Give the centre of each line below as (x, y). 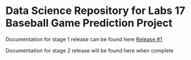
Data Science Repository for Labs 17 (95, 11)
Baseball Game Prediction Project (89, 23)
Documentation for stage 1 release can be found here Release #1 (84, 39)
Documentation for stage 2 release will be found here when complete (90, 50)
